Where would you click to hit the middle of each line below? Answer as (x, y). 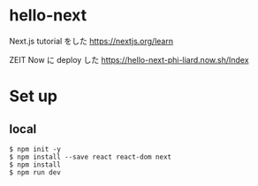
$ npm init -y (35, 149)
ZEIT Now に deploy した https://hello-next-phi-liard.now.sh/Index (129, 59)
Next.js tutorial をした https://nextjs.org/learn (91, 41)
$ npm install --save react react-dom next (91, 157)
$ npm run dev (35, 172)
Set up (33, 96)
